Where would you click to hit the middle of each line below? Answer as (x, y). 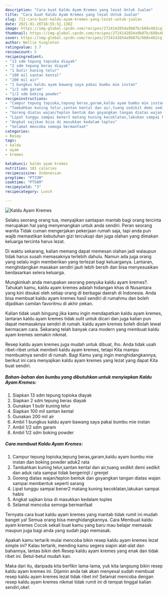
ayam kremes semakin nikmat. (36, 334)
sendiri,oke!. (18, 587)
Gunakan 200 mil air (33, 416)
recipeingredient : (24, 56)
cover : (12, 38)
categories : (17, 131)
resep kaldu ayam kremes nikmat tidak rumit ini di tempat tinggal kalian (78, 582)
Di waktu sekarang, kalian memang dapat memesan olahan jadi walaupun (81, 251)
